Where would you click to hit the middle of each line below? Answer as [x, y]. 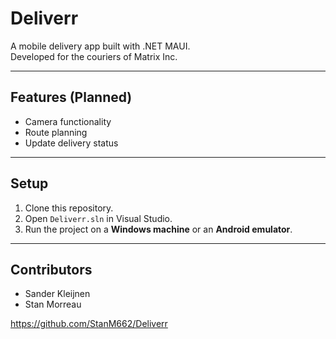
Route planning [56, 132]
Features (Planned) [71, 97]
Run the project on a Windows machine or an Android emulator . [158, 229]
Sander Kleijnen [57, 294]
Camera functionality [68, 121]
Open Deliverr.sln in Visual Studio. [98, 218]
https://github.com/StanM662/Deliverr [89, 324]
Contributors [51, 269]
